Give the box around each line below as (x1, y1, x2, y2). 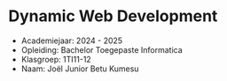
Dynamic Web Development (8, 6, 218, 26)
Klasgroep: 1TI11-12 (20, 54, 92, 64)
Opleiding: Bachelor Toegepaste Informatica (20, 44, 183, 55)
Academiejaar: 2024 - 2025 (20, 35, 123, 46)
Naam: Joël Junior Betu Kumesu (20, 63, 139, 74)
